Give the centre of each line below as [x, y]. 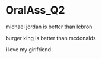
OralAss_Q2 [36, 10]
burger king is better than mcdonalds [51, 38]
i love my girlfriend [28, 49]
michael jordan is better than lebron [49, 27]
